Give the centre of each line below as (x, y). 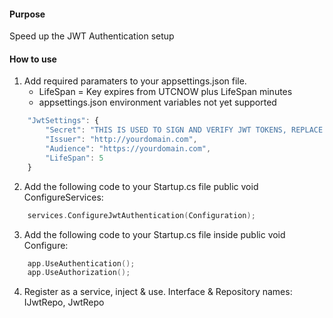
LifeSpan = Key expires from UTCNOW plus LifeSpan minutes (165, 92)
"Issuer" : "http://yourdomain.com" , (121, 140)
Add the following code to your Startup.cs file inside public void (154, 234)
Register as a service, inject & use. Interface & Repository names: (158, 292)
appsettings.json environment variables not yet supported (157, 102)
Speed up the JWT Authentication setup (92, 36)
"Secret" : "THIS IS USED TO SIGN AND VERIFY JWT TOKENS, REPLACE (184, 130)
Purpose (27, 14)
